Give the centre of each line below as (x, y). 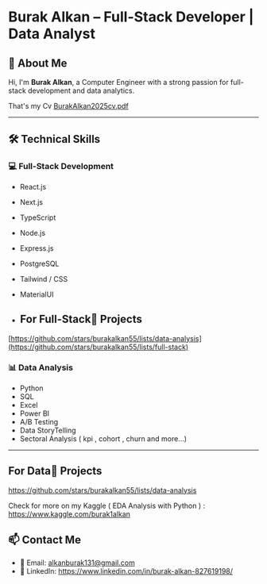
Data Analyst (52, 34)
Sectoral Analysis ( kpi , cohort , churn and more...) (103, 438)
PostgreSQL (39, 263)
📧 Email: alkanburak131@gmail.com (77, 563)
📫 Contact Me (45, 540)
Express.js (37, 248)
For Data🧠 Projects (55, 471)
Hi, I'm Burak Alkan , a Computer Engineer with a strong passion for (118, 82)
